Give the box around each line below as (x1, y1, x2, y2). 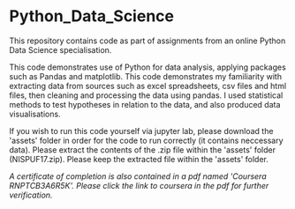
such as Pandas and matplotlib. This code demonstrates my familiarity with (9, 71, 283, 81)
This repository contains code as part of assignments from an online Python (9, 35, 286, 46)
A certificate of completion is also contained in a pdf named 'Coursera (9, 170, 267, 182)
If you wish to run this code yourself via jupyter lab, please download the (9, 125, 274, 136)
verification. (9, 190, 53, 200)
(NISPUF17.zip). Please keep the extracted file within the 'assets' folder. (9, 153, 269, 164)
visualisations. (9, 108, 61, 119)
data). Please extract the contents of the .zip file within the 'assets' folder (9, 144, 276, 155)
